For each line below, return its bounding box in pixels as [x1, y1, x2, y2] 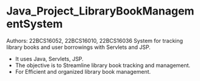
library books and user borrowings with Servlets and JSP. [6, 44, 151, 51]
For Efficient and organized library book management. [15, 68, 151, 75]
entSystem [6, 17, 63, 31]
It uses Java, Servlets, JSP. [15, 55, 84, 62]
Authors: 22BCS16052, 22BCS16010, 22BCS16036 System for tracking [6, 37, 184, 44]
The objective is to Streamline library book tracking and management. [15, 62, 191, 69]
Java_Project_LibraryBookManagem [6, 4, 195, 18]
